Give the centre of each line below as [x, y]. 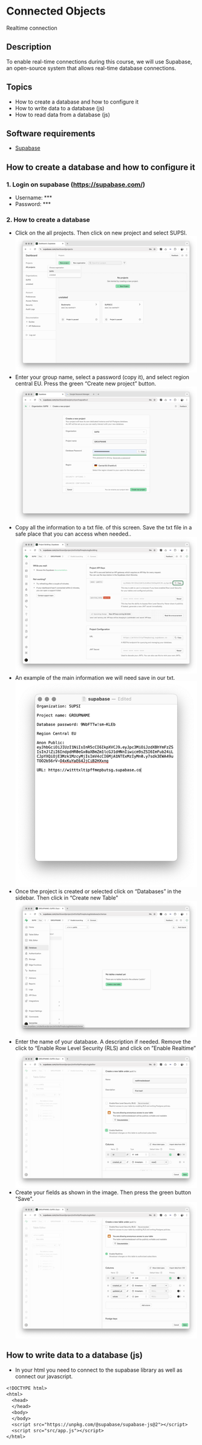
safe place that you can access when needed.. [73, 534]
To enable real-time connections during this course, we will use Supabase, [99, 61]
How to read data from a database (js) [63, 115]
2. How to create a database [48, 219]
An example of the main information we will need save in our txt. [95, 677]
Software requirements [51, 134]
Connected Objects [56, 11]
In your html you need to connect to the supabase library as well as [99, 1370]
